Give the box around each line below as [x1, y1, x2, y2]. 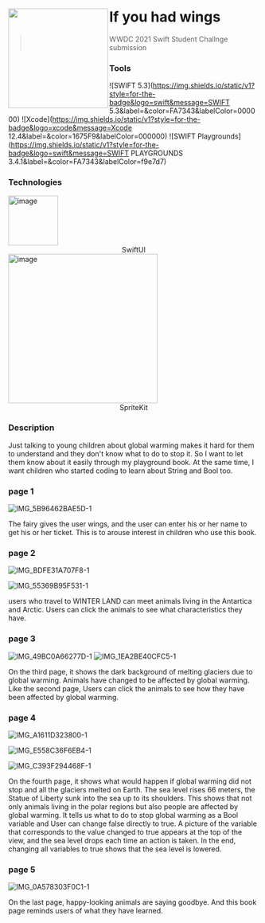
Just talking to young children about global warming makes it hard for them [8, 440, 255, 450]
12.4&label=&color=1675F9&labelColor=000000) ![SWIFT [8, 131, 197, 141]
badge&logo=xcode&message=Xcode [8, 123, 133, 133]
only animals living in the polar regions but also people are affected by [8, 802, 239, 812]
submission [109, 42, 147, 52]
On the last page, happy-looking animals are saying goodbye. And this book [8, 898, 257, 907]
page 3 [8, 633, 36, 644]
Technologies [8, 177, 62, 188]
